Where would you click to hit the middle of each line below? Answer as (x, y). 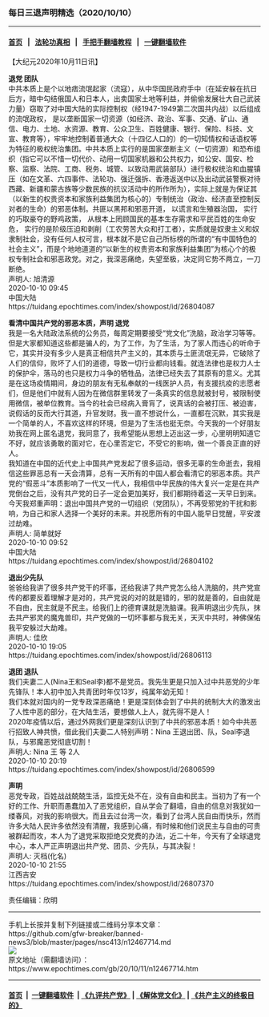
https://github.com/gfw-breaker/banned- (76, 933)
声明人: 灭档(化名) (38, 856)
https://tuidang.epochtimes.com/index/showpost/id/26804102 (111, 561)
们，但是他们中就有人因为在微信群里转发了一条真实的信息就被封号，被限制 (131, 393)
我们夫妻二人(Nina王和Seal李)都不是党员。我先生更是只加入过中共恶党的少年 (134, 681)
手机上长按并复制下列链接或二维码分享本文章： (85, 924)
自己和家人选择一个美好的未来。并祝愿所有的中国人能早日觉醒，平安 (141, 513)
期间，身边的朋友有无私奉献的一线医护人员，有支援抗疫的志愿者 (155, 383)
